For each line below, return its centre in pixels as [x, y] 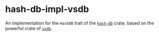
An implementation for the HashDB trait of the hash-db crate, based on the [79, 23]
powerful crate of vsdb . [29, 28]
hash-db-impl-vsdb [47, 9]
